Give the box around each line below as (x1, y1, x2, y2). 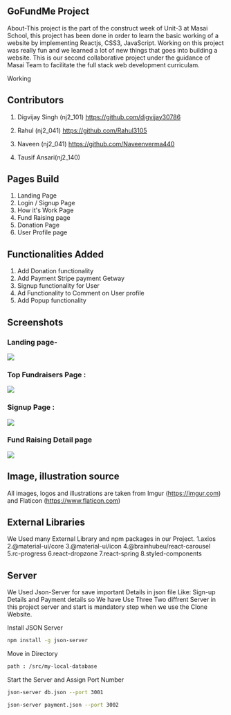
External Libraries (7, 517, 85, 528)
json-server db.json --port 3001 (7, 689, 104, 696)
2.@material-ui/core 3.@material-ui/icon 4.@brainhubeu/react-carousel (7, 542, 211, 551)
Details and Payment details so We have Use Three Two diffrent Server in (7, 596, 216, 604)
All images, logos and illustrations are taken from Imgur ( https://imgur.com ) (7, 489, 221, 497)
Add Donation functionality (17, 267, 94, 275)
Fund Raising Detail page (7, 435, 93, 445)
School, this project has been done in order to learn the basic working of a (7, 31, 219, 40)
